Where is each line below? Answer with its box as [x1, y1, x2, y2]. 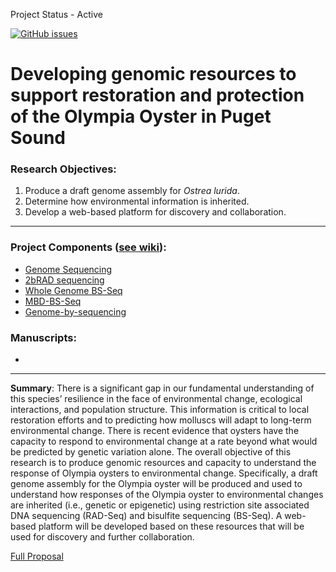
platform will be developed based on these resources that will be [38, 520, 305, 533]
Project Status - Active [10, 9, 103, 20]
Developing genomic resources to [10, 63, 297, 86]
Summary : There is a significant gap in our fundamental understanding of [10, 382, 315, 394]
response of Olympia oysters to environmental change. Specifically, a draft [10, 467, 318, 479]
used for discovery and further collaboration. [10, 531, 195, 543]
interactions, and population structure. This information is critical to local [10, 404, 310, 416]
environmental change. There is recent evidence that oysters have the [10, 425, 300, 437]
